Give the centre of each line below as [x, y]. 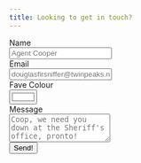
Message [26, 109]
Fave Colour [31, 84]
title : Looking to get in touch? [71, 17]
